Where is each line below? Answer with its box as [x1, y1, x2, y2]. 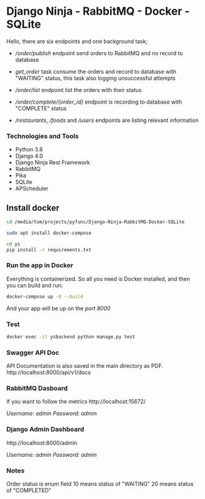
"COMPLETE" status [15, 104, 67, 112]
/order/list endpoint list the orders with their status [15, 86, 142, 93]
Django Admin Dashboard [6, 425, 84, 433]
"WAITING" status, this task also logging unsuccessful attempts [15, 74, 176, 82]
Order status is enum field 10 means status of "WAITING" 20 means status [6, 480, 194, 488]
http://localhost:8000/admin [6, 439, 78, 446]
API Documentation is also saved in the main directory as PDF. [6, 362, 163, 370]
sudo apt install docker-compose [6, 230, 92, 236]
